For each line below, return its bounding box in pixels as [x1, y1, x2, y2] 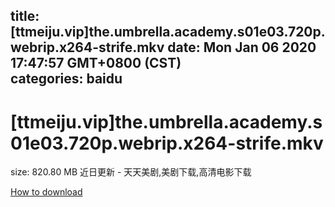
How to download [10, 186, 83, 198]
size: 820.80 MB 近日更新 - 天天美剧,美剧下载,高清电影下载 [10, 166, 252, 178]
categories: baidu [10, 70, 123, 88]
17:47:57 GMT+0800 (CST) [10, 55, 182, 72]
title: [10, 8, 40, 25]
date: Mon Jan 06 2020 [167, 39, 317, 56]
